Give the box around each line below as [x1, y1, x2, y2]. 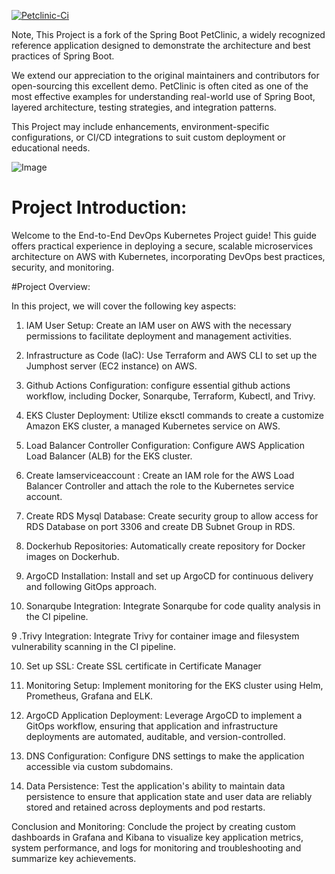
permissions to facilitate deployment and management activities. [25, 330, 293, 342]
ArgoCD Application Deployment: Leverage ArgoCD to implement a [25, 709, 303, 721]
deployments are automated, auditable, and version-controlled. [25, 730, 286, 742]
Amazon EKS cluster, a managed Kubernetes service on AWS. [25, 420, 281, 432]
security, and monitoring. [11, 261, 115, 273]
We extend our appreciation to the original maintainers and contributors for [11, 70, 320, 81]
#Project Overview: [11, 280, 91, 292]
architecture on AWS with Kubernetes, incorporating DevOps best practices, [11, 250, 326, 262]
